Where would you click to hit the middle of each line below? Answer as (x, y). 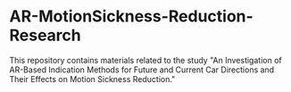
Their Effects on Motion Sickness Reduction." (92, 79)
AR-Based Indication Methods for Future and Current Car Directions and (142, 70)
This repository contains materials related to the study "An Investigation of (146, 60)
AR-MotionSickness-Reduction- (132, 17)
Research (46, 35)
